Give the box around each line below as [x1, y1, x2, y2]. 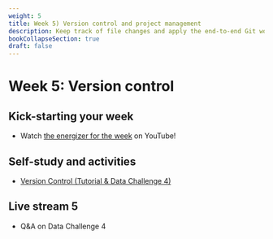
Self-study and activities [8, 154, 136, 168]
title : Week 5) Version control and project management [8, 20, 201, 28]
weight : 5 [8, 11, 42, 20]
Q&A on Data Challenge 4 [19, 221, 106, 231]
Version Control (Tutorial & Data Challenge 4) [19, 176, 171, 185]
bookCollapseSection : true [8, 34, 100, 43]
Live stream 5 [8, 200, 79, 214]
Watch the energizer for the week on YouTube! [19, 131, 176, 141]
